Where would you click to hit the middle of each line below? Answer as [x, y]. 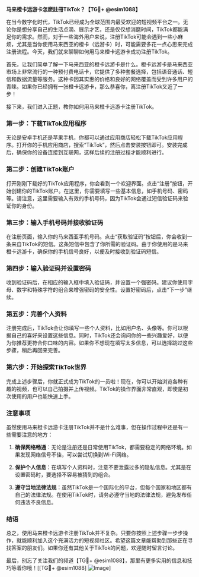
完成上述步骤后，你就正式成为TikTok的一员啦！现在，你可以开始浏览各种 [95, 381]
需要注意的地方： [32, 435]
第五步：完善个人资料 [36, 314]
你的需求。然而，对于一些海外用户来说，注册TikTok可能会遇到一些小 [94, 37]
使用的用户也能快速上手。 [42, 396]
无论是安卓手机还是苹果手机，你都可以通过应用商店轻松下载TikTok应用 [92, 138]
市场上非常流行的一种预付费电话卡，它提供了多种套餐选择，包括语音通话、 [97, 72]
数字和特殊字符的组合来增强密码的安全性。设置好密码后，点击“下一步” [102, 290]
